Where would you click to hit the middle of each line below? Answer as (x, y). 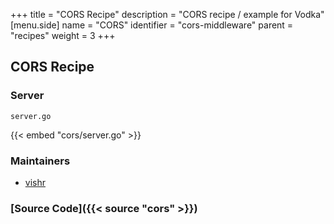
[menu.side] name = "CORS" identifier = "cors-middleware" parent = (152, 25)
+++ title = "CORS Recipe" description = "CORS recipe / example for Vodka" (167, 14)
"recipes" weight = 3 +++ (63, 35)
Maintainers (40, 161)
